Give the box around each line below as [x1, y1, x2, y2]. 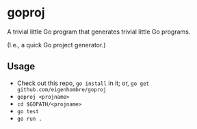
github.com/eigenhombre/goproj [16, 86, 107, 93]
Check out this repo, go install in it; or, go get [16, 79, 149, 87]
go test [16, 108, 39, 115]
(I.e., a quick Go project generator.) [7, 40, 106, 49]
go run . [16, 115, 42, 122]
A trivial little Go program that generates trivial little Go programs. [7, 27, 191, 36]
